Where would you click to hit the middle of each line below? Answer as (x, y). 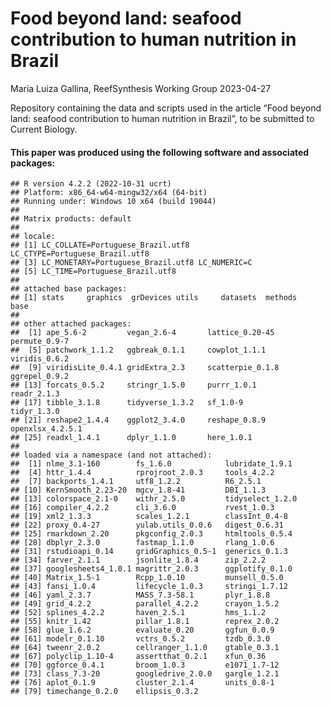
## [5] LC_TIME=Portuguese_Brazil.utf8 (93, 272)
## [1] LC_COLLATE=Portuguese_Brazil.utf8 (100, 245)
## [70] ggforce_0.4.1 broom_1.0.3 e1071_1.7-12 (145, 665)
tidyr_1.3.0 (35, 412)
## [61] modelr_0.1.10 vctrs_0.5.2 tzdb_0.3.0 (140, 639)
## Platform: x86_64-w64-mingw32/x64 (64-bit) (109, 193)
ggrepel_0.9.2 (40, 377)
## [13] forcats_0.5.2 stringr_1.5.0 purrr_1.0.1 (133, 385)
